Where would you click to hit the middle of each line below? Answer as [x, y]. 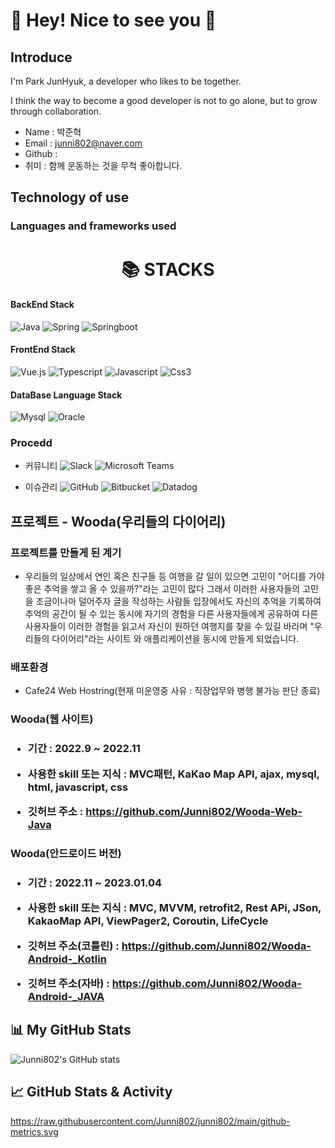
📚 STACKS [168, 269]
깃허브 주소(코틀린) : [73, 946]
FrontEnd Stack [43, 350]
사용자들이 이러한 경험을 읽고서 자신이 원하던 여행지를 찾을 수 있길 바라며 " [169, 626]
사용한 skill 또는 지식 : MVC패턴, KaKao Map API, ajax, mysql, [173, 774]
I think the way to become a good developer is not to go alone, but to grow [164, 100]
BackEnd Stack [42, 305]
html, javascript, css [78, 787]
